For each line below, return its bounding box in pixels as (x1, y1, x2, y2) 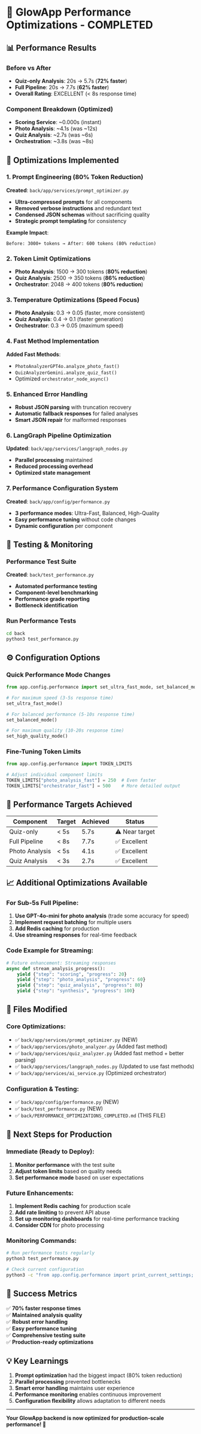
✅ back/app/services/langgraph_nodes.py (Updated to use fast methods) (14, 1062, 194, 1070)
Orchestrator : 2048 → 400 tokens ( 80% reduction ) (14, 281, 144, 288)
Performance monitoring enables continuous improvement (14, 1391, 162, 1398)
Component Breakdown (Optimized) (6, 105, 114, 113)
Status (125, 817, 145, 826)
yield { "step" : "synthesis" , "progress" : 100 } (17, 988, 135, 994)
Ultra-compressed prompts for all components (14, 198, 132, 206)
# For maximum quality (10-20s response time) (6, 727, 124, 733)
